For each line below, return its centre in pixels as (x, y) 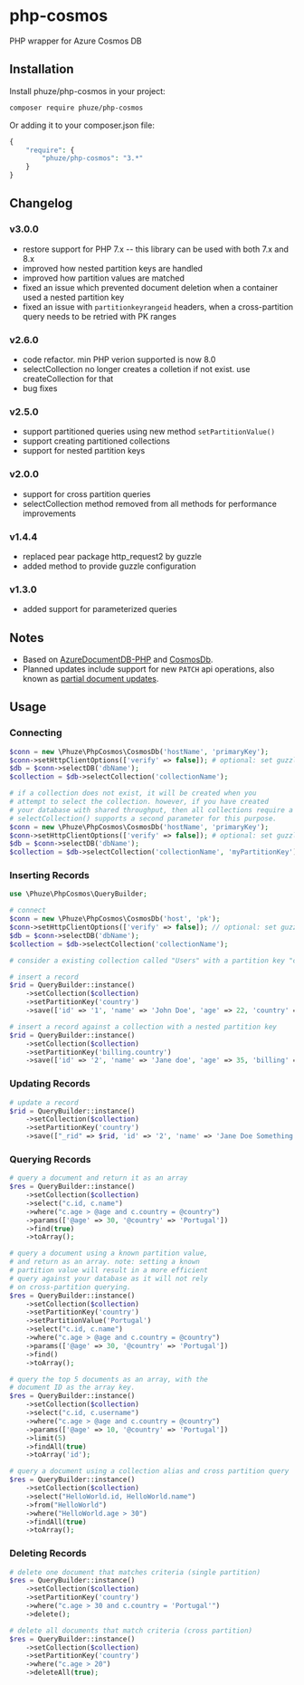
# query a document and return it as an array (99, 1178)
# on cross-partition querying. (70, 1287)
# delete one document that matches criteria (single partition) (135, 1572)
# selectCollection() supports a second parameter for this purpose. (143, 819)
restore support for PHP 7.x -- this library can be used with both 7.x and (156, 249)
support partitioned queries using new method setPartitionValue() (149, 432)
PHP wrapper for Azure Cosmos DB (76, 41)
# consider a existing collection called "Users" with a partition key (147, 961)
